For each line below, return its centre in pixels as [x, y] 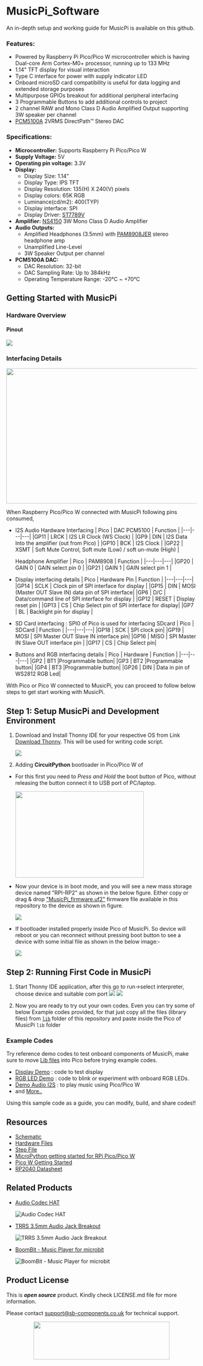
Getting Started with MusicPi [62, 298]
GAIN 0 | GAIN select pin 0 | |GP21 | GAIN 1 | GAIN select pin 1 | [93, 568]
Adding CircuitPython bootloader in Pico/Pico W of [79, 765]
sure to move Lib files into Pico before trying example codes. [82, 1060]
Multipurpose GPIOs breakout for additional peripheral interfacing [97, 96]
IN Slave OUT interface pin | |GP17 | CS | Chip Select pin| [86, 643]
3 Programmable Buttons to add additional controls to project [91, 102]
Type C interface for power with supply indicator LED [81, 76]
